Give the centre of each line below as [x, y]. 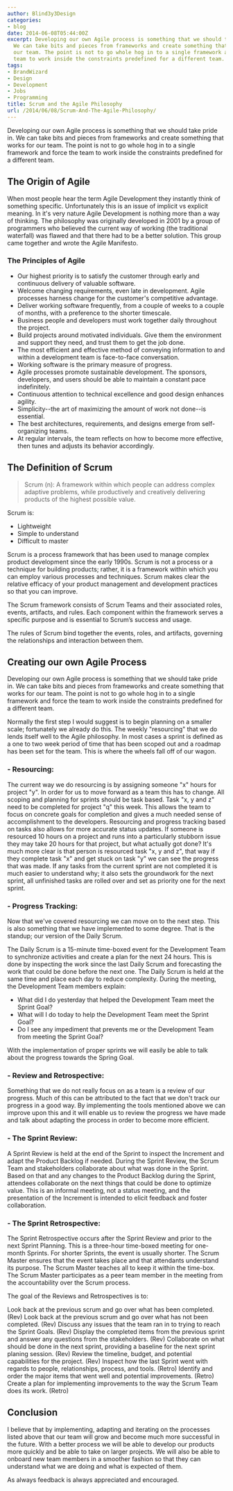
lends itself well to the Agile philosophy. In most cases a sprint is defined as [115, 737]
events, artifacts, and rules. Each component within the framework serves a [115, 612]
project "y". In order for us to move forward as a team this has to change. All [116, 792]
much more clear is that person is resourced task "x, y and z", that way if [111, 851]
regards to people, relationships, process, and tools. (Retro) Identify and [110, 1368]
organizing [33, 431]
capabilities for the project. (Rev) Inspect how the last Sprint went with [107, 1361]
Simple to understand [48, 533]
